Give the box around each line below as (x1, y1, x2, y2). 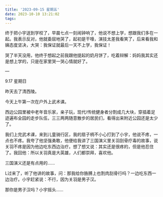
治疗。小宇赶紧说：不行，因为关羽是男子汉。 (9, 177, 98, 182)
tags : (5, 16, 16, 21)
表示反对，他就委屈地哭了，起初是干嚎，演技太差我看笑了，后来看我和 (17, 36, 158, 42)
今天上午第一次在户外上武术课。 (5, 99, 69, 105)
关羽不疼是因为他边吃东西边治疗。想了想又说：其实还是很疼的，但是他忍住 (5, 144, 154, 149)
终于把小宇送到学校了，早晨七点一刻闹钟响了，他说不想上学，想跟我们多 (5, 30, 149, 36)
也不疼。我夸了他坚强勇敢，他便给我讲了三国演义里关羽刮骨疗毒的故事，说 (9, 138, 158, 144)
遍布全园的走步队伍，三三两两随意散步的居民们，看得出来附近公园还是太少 (9, 115, 158, 121)
